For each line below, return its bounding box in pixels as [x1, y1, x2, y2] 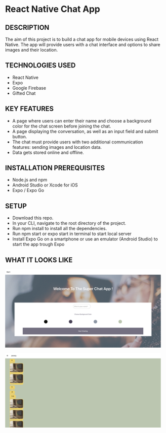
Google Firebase [12, 85, 46, 91]
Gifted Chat [12, 90, 36, 96]
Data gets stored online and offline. [12, 149, 84, 155]
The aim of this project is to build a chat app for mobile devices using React [5, 36, 159, 42]
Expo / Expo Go [12, 187, 44, 193]
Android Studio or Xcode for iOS [12, 182, 78, 188]
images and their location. [5, 47, 58, 53]
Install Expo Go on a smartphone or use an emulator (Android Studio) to [12, 236, 158, 242]
